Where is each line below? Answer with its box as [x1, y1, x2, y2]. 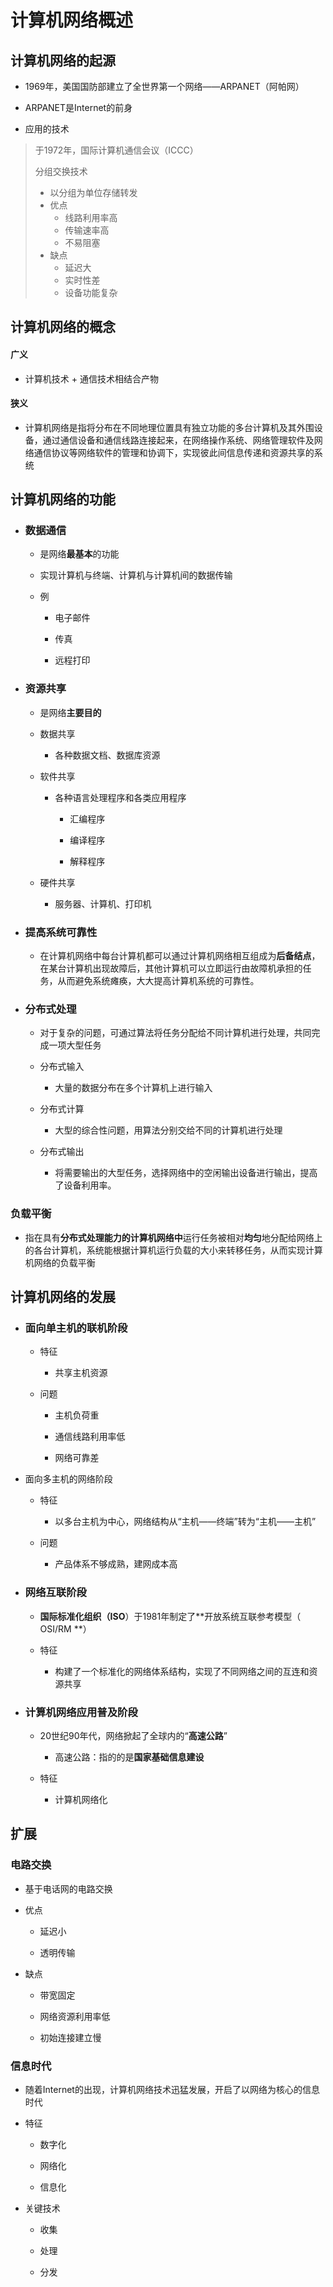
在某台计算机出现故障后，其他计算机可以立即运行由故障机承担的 [39, 962, 303, 975]
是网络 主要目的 [39, 706, 102, 718]
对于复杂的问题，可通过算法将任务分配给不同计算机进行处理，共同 [39, 1027, 312, 1039]
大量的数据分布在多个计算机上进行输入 [54, 1082, 213, 1094]
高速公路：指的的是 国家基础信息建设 [54, 1751, 205, 1763]
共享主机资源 [54, 1367, 108, 1379]
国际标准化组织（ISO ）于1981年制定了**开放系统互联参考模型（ [39, 1610, 302, 1622]
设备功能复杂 [64, 287, 118, 298]
